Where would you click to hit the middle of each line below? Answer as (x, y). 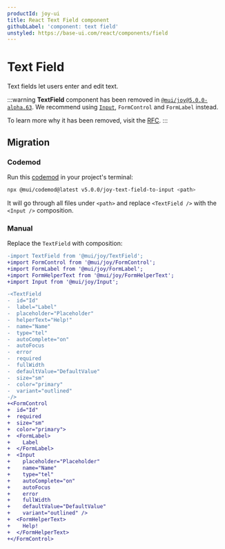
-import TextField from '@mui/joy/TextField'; (75, 256)
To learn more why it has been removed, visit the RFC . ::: (88, 120)
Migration (29, 142)
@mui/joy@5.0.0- (185, 100)
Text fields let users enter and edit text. (63, 87)
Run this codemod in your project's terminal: (70, 177)
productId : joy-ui (33, 13)
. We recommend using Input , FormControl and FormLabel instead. (125, 107)
